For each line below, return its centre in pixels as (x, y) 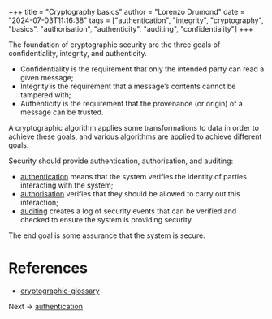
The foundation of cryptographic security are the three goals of (114, 45)
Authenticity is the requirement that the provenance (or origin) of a (132, 103)
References (48, 268)
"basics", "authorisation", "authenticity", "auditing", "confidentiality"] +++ (131, 29)
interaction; (39, 203)
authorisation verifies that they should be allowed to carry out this (130, 194)
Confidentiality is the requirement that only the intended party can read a (142, 69)
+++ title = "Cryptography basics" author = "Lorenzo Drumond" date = (127, 12)
